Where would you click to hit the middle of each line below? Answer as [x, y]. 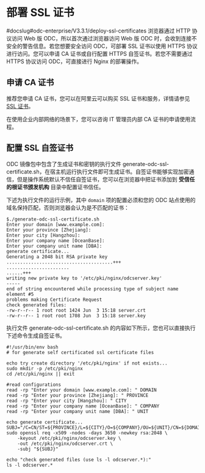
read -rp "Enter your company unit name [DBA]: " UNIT [77, 411]
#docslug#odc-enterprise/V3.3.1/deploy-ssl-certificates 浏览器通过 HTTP [99, 31]
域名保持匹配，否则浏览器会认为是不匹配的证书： [68, 207]
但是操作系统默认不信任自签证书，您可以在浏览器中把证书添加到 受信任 [106, 179]
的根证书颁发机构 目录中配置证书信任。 [55, 187]
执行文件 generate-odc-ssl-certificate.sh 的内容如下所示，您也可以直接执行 [101, 328]
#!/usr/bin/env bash [33, 347]
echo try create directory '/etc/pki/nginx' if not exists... [87, 363]
